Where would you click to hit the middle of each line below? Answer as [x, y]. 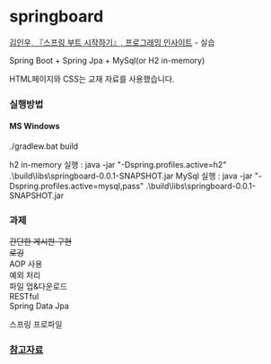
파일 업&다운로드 [39, 286]
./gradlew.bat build [44, 146]
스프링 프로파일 [36, 325]
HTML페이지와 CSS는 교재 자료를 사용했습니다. [92, 79]
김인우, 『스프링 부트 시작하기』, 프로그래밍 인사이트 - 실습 [112, 42]
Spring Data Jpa [39, 306]
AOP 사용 [26, 264]
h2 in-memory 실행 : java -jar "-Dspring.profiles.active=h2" [118, 165]
